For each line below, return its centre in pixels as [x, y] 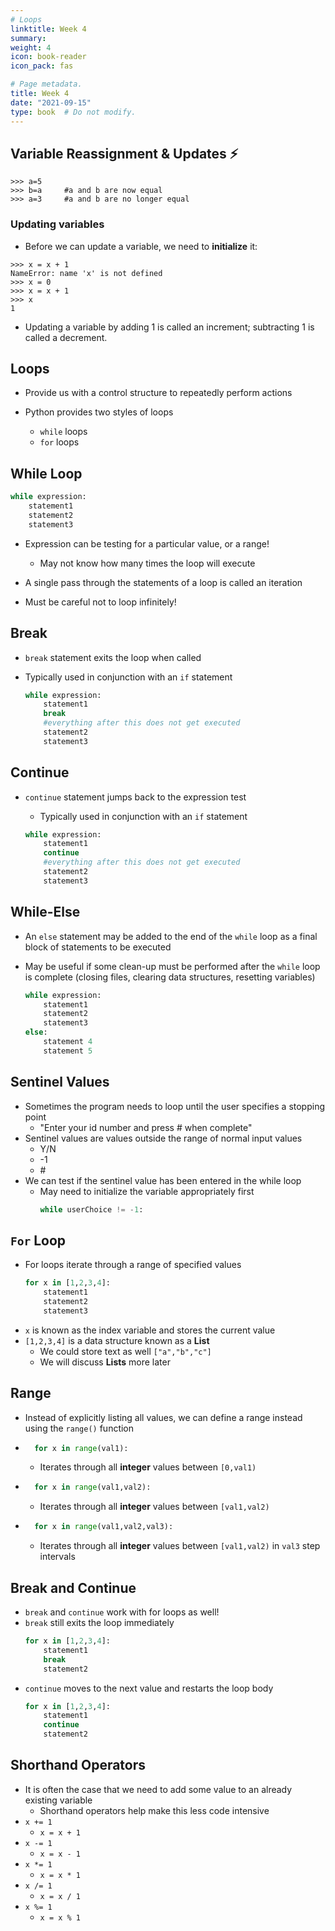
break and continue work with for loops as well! [122, 1612]
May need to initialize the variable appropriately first [147, 1191]
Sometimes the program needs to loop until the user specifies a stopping [175, 1106]
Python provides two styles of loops [99, 412]
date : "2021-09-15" [51, 102]
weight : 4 [31, 47]
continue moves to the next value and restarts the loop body [149, 1688]
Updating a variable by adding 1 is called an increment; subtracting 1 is [169, 327]
